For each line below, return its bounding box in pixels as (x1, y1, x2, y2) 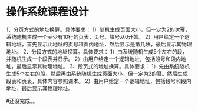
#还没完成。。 (6, 97, 38, 104)
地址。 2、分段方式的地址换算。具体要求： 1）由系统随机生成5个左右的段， (6, 48, 188, 55)
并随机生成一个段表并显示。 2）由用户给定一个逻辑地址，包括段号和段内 (6, 55, 181, 62)
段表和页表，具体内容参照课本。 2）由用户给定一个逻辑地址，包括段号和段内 (6, 77, 192, 84)
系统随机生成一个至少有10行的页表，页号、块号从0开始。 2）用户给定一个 (6, 33, 184, 40)
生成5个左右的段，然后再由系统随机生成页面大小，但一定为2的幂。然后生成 (6, 70, 188, 77)
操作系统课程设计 (6, 5, 90, 19)
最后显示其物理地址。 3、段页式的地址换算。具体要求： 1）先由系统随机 (16, 62, 190, 69)
